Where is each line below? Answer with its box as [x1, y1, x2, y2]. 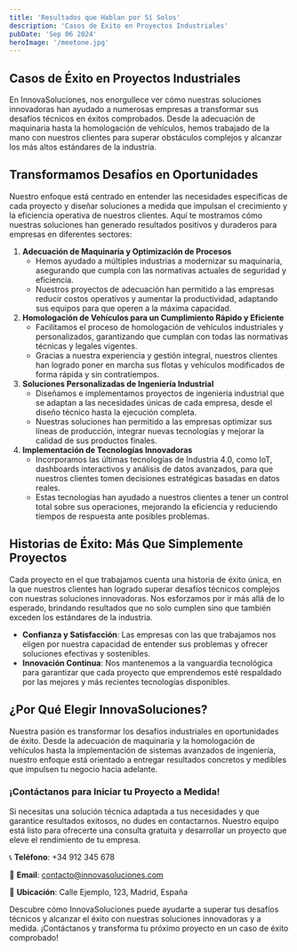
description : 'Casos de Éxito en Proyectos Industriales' [9, 21, 229, 30]
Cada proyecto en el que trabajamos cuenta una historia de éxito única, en [9, 574, 282, 585]
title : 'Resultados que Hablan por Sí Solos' [9, 12, 181, 22]
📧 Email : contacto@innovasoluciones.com [9, 869, 165, 880]
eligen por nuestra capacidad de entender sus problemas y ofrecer [21, 638, 269, 649]
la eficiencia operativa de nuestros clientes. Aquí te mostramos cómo [9, 210, 263, 221]
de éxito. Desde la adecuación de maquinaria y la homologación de [9, 735, 255, 746]
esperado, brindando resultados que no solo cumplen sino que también [9, 602, 271, 613]
